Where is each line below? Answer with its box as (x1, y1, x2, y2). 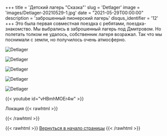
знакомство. (5, 26, 32, 32)
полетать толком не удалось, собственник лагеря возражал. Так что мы (5, 31, 162, 37)
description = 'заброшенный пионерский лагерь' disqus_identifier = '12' (5, 15, 158, 21)
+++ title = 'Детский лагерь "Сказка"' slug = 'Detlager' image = (5, 5, 140, 10)
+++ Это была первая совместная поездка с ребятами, (5, 20, 126, 26)
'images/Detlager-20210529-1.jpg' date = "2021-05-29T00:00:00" (5, 10, 144, 16)
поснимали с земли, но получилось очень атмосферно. (5, 37, 126, 43)
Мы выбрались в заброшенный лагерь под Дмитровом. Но (33, 26, 161, 32)
